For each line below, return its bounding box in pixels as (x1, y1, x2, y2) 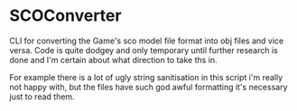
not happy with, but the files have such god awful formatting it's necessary (9, 81, 288, 92)
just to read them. (9, 91, 75, 102)
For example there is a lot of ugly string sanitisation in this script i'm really (9, 71, 283, 82)
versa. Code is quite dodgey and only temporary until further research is (9, 44, 278, 55)
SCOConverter (9, 5, 122, 26)
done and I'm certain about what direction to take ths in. (9, 54, 218, 65)
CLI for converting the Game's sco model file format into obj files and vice (9, 35, 284, 46)
